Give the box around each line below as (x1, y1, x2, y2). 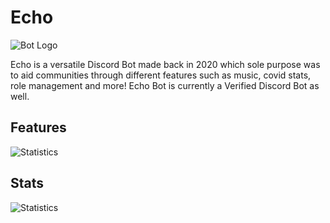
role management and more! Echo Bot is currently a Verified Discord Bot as (10, 79, 320, 91)
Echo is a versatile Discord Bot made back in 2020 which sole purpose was (10, 58, 321, 70)
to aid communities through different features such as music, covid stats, (10, 69, 312, 81)
